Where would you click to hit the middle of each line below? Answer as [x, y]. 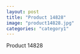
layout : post [23, 12]
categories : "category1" [38, 28]
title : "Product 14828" [36, 17]
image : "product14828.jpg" [40, 23]
